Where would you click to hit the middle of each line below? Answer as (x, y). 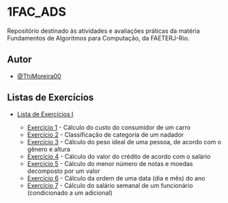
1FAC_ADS (37, 12)
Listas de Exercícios (51, 97)
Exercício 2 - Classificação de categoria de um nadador (105, 135)
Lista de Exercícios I (45, 114)
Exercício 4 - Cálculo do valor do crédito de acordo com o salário (119, 156)
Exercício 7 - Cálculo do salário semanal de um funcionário (110, 185)
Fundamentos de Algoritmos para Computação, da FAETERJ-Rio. (98, 38)
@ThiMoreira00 (39, 76)
